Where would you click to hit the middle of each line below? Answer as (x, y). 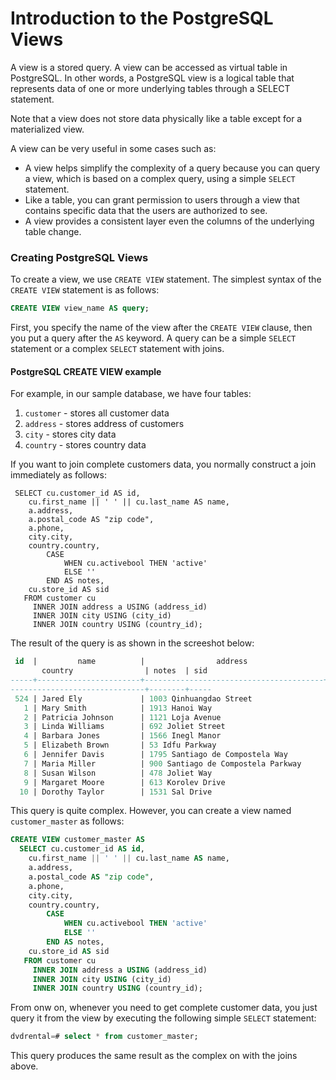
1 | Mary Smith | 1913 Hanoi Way (118, 708)
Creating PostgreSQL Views (79, 257)
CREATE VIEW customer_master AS (77, 840)
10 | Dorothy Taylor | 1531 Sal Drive (116, 792)
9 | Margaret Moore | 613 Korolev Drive (124, 782)
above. (24, 1066)
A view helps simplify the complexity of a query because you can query (172, 168)
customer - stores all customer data (97, 413)
